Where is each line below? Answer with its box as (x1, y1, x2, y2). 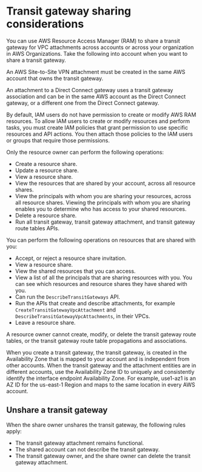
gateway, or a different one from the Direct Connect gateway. (6, 99, 160, 107)
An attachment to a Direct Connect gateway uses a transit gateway (6, 86, 173, 93)
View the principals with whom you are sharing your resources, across (15, 192, 192, 199)
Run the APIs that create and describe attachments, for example (15, 299, 175, 307)
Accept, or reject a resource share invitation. (15, 254, 127, 262)
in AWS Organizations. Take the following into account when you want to (6, 50, 188, 57)
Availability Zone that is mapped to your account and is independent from (6, 355, 190, 362)
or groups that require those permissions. (6, 136, 110, 144)
